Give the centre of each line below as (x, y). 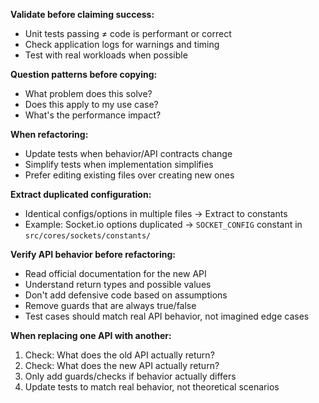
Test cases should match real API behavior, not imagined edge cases (167, 316)
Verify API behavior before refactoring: (93, 254)
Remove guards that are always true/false (110, 305)
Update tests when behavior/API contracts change (128, 153)
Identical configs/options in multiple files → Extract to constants (156, 213)
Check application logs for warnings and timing (122, 44)
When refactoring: (49, 134)
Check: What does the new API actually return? (122, 365)
